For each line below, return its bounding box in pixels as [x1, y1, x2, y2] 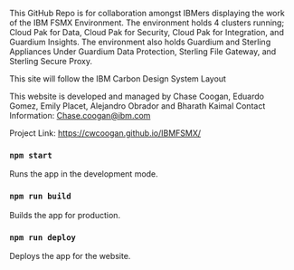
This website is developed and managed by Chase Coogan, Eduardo [9, 91, 265, 101]
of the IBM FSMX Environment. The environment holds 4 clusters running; [9, 17, 285, 28]
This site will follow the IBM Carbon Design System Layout [9, 73, 226, 84]
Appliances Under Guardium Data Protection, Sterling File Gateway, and [9, 46, 277, 57]
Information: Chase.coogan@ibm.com [9, 111, 151, 121]
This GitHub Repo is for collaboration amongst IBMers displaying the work [9, 8, 285, 18]
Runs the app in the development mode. [9, 169, 158, 179]
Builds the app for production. [9, 209, 120, 220]
